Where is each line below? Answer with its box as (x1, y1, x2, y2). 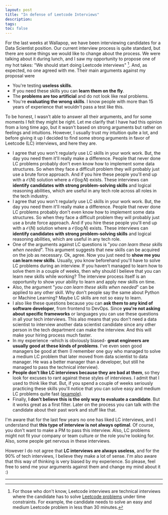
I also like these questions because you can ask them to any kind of (12, 300, 153, 306)
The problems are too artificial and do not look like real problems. (12, 93, 149, 99)
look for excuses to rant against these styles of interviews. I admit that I (12, 375, 160, 381)
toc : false (5, 26, 28, 31)
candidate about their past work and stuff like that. (12, 406, 116, 413)
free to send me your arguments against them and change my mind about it (5, 463, 161, 470)
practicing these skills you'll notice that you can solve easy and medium (12, 385, 161, 391)
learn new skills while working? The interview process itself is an (12, 273, 146, 279)
